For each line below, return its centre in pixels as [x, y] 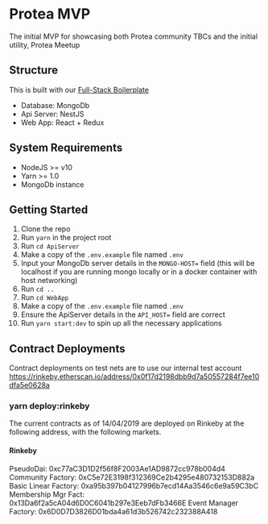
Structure [34, 71]
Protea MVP [50, 14]
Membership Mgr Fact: [47, 494]
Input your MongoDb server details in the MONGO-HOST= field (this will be [138, 264]
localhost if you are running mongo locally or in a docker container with [139, 272]
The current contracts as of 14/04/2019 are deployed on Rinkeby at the [127, 423]
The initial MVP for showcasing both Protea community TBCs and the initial [134, 36]
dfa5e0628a [30, 385]
